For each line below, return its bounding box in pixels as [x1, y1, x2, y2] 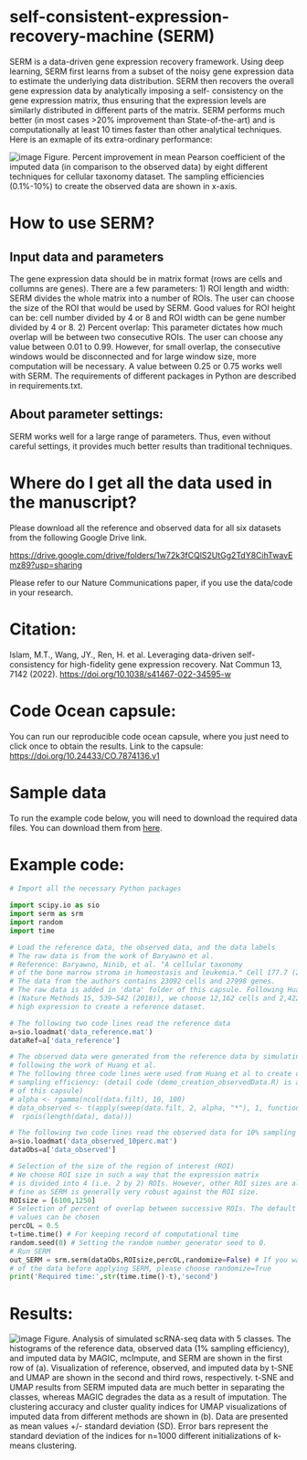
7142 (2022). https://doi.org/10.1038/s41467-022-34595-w [9, 668, 231, 679]
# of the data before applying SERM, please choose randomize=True [9, 1263, 272, 1273]
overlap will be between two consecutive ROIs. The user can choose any [9, 331, 283, 342]
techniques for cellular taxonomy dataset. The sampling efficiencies [9, 171, 265, 182]
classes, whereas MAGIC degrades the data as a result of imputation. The [9, 1391, 288, 1402]
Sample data [9, 782, 107, 803]
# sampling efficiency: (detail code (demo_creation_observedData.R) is [9, 1078, 292, 1087]
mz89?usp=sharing [9, 559, 83, 570]
